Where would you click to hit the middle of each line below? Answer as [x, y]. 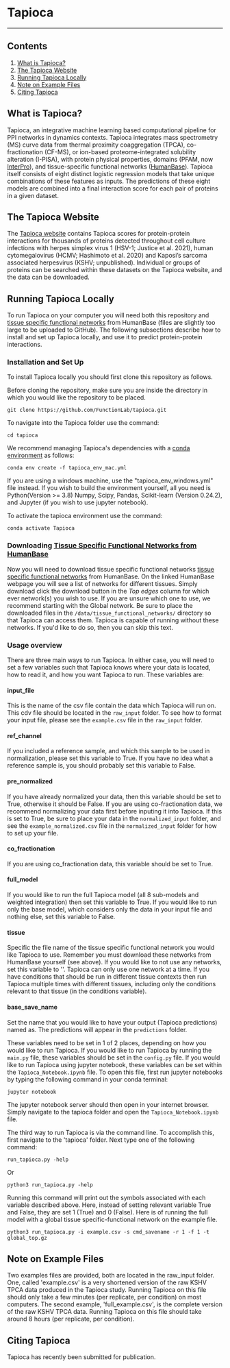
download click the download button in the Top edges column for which [108, 591]
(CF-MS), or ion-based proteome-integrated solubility [120, 151]
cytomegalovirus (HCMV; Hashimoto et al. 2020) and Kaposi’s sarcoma [107, 256]
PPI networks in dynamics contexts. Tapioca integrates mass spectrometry [113, 137]
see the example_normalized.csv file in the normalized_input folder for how [112, 826]
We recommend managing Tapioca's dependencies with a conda [99, 448]
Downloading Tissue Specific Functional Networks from [102, 546]
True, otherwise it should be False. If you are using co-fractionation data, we [115, 804]
